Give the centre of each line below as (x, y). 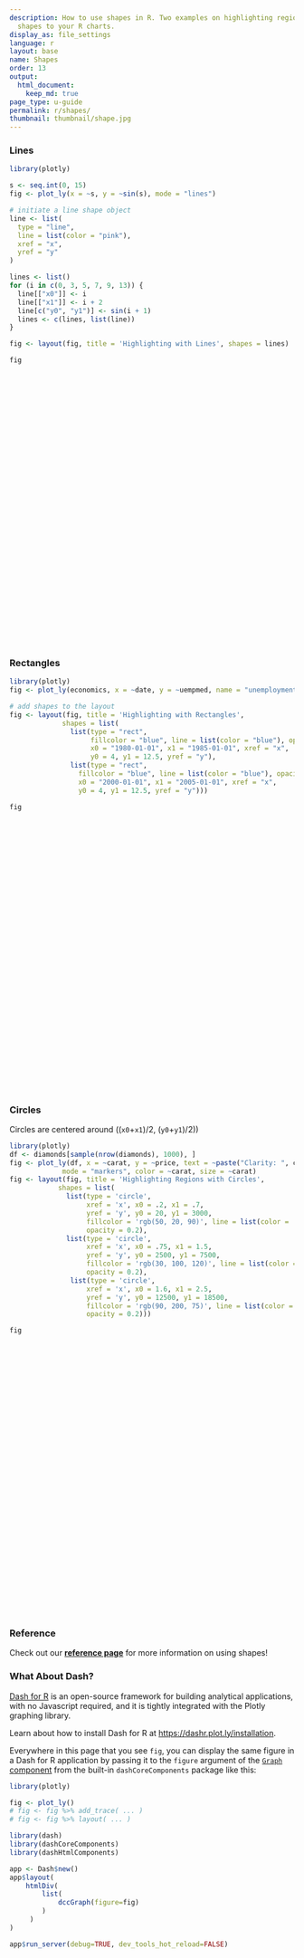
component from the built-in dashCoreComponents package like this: (133, 1770)
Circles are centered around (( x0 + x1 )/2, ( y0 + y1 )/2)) (104, 1129)
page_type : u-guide (46, 102)
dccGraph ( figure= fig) (99, 1903)
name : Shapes (34, 60)
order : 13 (28, 69)
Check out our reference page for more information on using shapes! (139, 1653)
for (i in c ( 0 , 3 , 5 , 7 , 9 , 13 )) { (76, 286)
